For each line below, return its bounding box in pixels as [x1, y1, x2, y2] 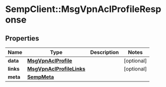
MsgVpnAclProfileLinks [27, 65, 86, 72]
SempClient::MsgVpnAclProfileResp [5, 3, 161, 15]
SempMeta [27, 73, 54, 80]
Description [90, 49, 119, 55]
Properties [5, 34, 39, 42]
